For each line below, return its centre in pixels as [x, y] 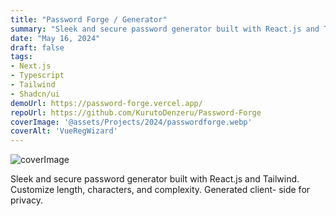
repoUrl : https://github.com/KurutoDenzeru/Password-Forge [136, 112]
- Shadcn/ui [35, 94]
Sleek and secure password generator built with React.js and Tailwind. [155, 179]
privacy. [27, 200]
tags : [21, 57]
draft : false [37, 47]
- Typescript [37, 76]
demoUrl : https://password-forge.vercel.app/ [106, 103]
